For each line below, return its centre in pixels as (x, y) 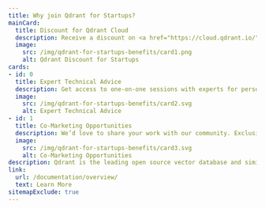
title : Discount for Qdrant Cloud (72, 30)
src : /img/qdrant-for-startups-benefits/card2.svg (107, 104)
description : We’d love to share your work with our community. (123, 133)
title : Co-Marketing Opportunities (74, 126)
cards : (19, 67)
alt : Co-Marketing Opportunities (77, 155)
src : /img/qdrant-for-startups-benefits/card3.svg (107, 148)
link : (17, 170)
